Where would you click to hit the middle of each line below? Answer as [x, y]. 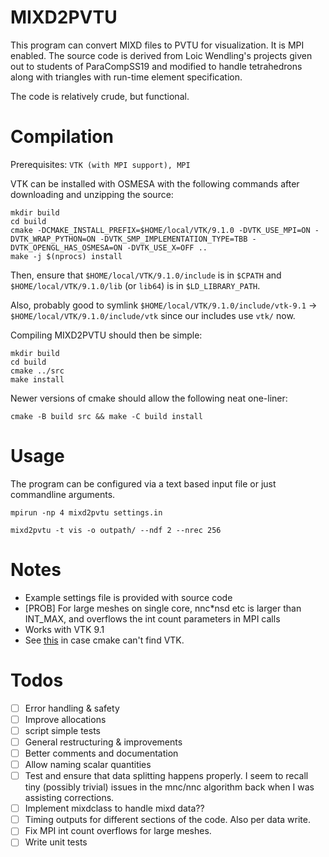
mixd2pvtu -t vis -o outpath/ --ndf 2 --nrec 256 [116, 530]
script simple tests [62, 730]
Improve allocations [65, 719]
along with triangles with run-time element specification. [126, 77]
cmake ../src [37, 371]
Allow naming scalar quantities [88, 764]
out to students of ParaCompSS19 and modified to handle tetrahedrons [156, 66]
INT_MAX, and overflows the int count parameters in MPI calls [152, 618]
